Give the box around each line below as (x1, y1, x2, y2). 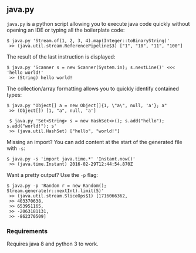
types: (6, 91, 22, 98)
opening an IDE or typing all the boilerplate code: (6, 26, 125, 33)
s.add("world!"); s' (6, 123, 58, 129)
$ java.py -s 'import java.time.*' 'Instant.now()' (6, 156, 136, 162)
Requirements (6, 227, 48, 235)
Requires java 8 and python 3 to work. (6, 240, 99, 248)
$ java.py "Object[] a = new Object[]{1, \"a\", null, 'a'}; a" (6, 102, 167, 108)
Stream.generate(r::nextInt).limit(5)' (6, 187, 104, 194)
